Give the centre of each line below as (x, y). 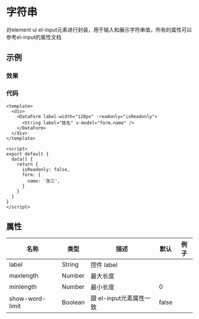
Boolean (73, 302)
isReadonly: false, (46, 170)
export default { (28, 154)
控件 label (104, 265)
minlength (23, 287)
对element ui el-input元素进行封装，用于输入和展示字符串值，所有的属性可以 (99, 30)
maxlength (24, 276)
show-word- (28, 299)
